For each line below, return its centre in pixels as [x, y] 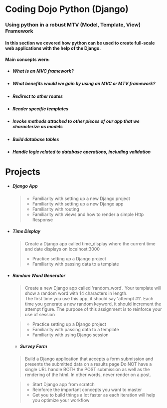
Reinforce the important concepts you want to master [87, 390]
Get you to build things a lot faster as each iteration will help [94, 395]
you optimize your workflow [61, 401]
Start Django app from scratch [63, 385]
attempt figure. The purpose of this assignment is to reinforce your [93, 309]
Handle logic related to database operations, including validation [82, 152]
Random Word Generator [39, 275]
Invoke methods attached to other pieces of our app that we [76, 121]
